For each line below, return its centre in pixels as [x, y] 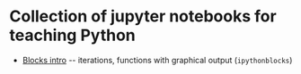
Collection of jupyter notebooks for [143, 16]
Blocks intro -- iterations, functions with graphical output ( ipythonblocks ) [157, 60]
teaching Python [73, 35]
